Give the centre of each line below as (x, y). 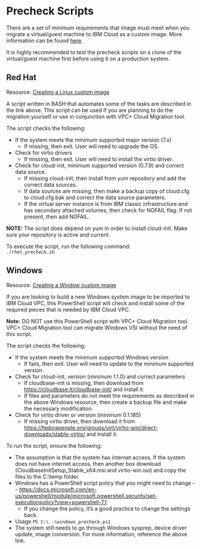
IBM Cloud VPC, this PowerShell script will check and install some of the (95, 303)
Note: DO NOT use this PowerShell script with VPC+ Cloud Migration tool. (98, 321)
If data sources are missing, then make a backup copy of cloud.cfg (107, 191)
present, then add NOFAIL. (57, 216)
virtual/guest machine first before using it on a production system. (88, 58)
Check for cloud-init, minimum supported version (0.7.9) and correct (99, 165)
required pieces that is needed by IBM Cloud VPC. (68, 309)
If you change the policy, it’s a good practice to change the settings (107, 508)
